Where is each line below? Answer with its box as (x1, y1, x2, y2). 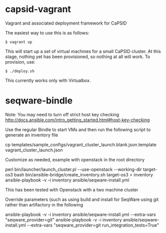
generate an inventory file (5, 132, 58, 138)
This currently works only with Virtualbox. (5, 77, 91, 83)
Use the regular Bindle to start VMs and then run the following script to (5, 126, 151, 132)
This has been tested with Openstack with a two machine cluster (5, 186, 138, 192)
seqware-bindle (5, 95, 73, 106)
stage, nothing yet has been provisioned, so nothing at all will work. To (5, 54, 150, 60)
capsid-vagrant (5, 4, 71, 15)
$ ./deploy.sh (5, 69, 35, 74)
